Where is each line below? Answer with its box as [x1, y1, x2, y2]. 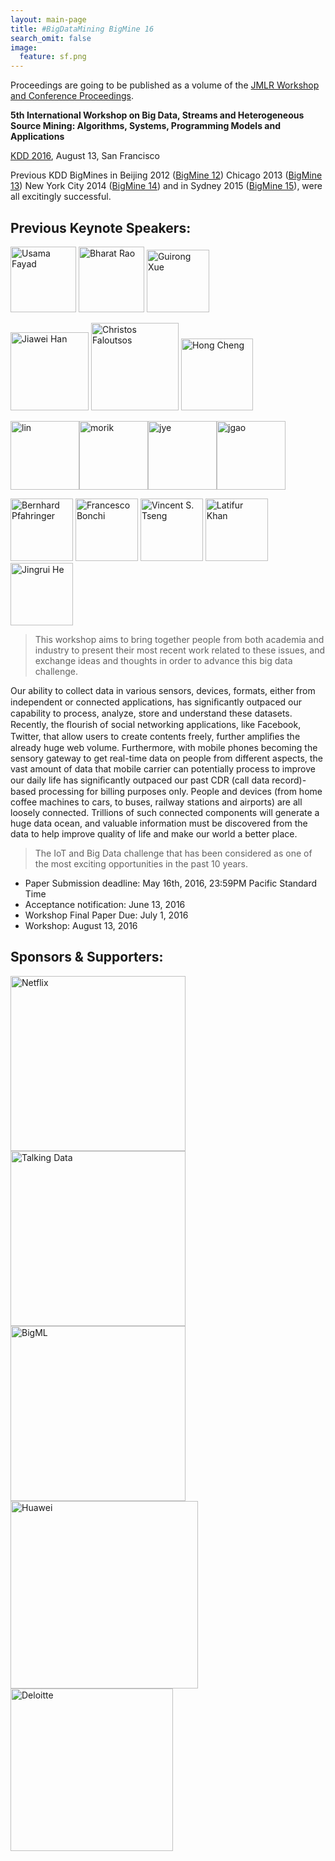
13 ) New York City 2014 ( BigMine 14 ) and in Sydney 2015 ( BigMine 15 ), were [10, 180, 323, 192]
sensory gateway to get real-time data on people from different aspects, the [10, 752, 323, 764]
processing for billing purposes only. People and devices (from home [38, 785, 323, 797]
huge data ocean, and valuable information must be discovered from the [10, 817, 308, 829]
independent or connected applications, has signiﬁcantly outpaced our [10, 696, 302, 708]
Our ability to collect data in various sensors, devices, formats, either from [10, 684, 316, 696]
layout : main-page [10, 14, 87, 25]
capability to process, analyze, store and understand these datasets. [10, 707, 293, 719]
